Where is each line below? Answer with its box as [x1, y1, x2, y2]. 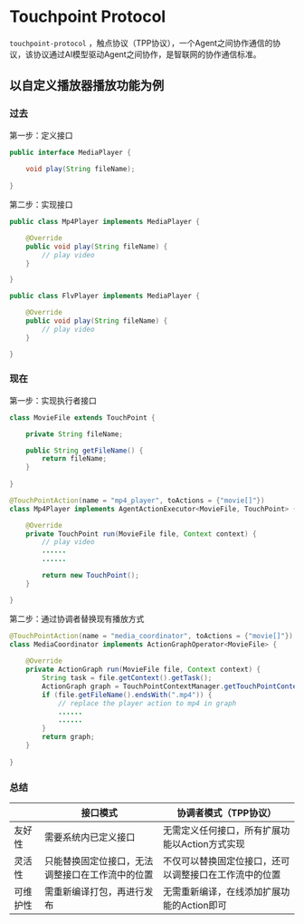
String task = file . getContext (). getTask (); [42, 674, 213, 683]
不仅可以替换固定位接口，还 [162, 854, 281, 867]
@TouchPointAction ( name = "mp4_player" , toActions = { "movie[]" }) [9, 496, 265, 505]
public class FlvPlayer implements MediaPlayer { [9, 292, 201, 301]
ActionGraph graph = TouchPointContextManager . [42, 682, 224, 691]
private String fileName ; [25, 429, 124, 439]
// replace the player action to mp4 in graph [57, 698, 237, 708]
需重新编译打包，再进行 [44, 885, 145, 898]
